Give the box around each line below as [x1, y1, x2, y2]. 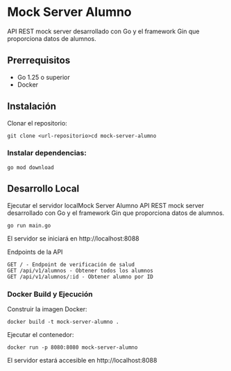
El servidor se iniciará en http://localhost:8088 [7, 234, 140, 243]
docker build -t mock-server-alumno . [7, 318, 119, 325]
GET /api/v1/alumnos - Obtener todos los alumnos [7, 267, 154, 274]
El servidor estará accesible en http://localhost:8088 [7, 356, 157, 364]
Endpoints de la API [7, 248, 63, 256]
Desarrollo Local [7, 183, 80, 195]
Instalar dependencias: [7, 148, 87, 158]
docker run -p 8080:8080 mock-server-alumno [7, 344, 138, 351]
